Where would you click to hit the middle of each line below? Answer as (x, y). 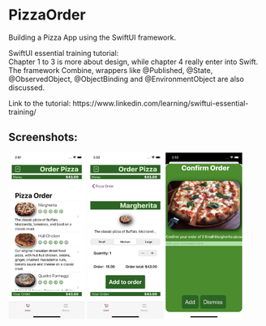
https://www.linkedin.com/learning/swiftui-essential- (161, 103)
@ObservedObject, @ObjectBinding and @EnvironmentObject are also (127, 79)
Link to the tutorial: (40, 103)
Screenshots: (43, 137)
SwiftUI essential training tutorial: (64, 53)
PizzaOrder (47, 15)
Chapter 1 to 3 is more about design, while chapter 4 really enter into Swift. (133, 62)
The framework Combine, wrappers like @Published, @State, (111, 70)
